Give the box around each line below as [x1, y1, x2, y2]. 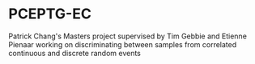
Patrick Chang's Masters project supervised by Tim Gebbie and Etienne [8, 31, 247, 41]
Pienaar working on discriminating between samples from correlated [8, 39, 237, 49]
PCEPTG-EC [8, 5, 91, 23]
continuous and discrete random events [8, 48, 142, 58]
